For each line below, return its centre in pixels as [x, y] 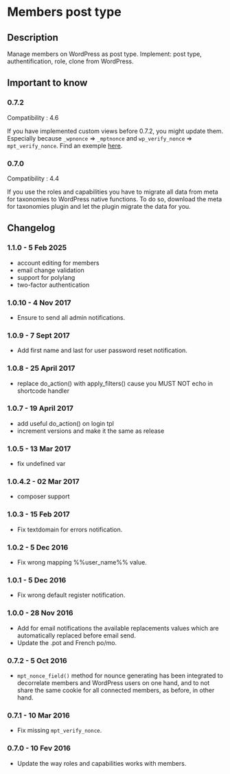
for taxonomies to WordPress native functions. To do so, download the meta [115, 199]
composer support [43, 496]
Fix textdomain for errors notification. [70, 529]
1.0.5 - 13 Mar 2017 [39, 449]
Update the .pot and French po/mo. [67, 642]
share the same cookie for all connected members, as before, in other [116, 690]
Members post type [64, 12]
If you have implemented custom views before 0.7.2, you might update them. [115, 131]
